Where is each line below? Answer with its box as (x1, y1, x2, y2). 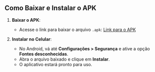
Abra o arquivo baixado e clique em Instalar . (19, 56, 110, 62)
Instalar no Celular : (11, 36, 52, 42)
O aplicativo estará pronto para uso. (19, 61, 92, 67)
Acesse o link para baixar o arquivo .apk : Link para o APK (19, 27, 136, 33)
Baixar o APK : (11, 17, 40, 23)
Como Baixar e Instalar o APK (4, 4, 97, 12)
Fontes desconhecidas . (19, 51, 69, 57)
